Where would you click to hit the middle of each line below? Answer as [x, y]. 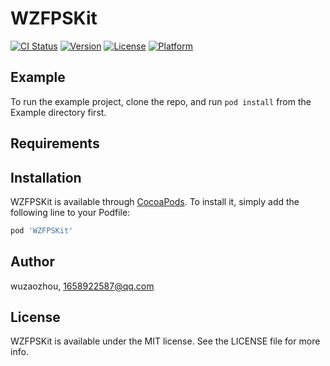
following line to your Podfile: [70, 212]
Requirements [55, 143]
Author [32, 262]
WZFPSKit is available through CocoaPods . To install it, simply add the [155, 201]
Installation [46, 177]
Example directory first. [58, 112]
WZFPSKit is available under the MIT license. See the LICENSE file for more [165, 341]
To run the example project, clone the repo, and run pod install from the [161, 101]
